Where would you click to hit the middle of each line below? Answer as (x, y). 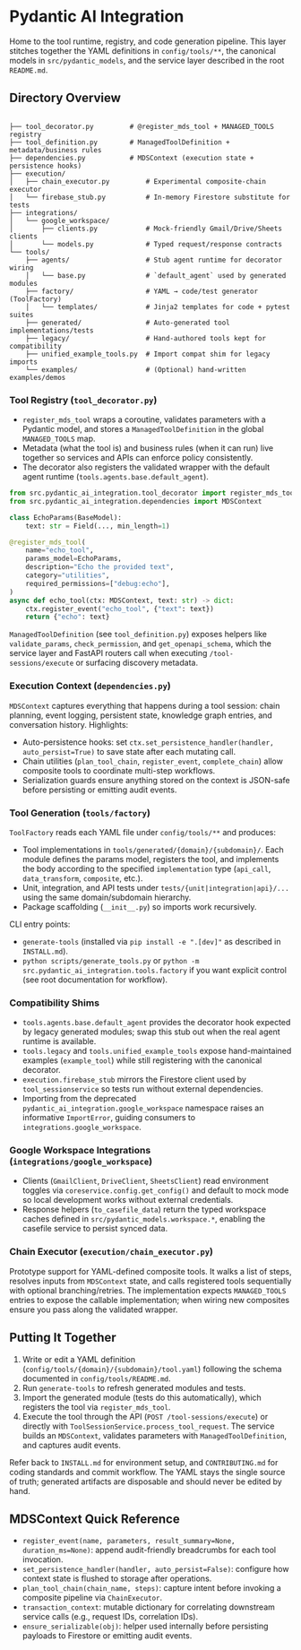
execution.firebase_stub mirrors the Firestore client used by (134, 1080)
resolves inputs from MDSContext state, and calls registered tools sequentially (150, 1281)
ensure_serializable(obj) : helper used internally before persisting (145, 1626)
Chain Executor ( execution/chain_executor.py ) (111, 1252)
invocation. (43, 1559)
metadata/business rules (56, 150)
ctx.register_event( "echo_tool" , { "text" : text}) (120, 609)
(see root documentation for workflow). (95, 980)
